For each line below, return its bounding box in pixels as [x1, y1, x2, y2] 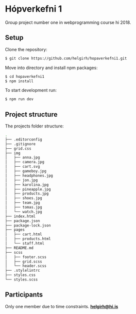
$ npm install [5, 79, 34, 84]
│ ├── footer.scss [5, 254, 47, 260]
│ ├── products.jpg [5, 191, 49, 196]
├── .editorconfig [5, 137, 42, 142]
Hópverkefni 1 [5, 3, 62, 15]
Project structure [5, 110, 58, 119]
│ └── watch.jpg [5, 209, 42, 214]
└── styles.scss [5, 277, 38, 282]
